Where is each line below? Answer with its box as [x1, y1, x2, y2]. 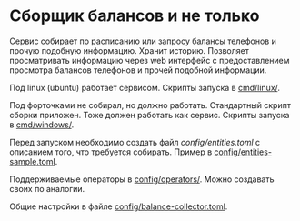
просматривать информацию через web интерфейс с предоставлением [9, 55, 290, 65]
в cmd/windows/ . [9, 119, 75, 130]
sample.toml [9, 156, 56, 166]
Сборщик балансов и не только [9, 5, 260, 26]
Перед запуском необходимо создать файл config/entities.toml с [9, 136, 261, 147]
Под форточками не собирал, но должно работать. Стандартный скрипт [9, 99, 291, 110]
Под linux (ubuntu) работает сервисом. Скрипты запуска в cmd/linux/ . [9, 82, 280, 93]
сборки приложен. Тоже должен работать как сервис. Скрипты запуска [9, 109, 290, 120]
